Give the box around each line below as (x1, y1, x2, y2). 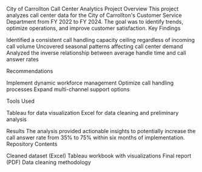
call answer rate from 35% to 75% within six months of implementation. (6, 134, 185, 141)
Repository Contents (6, 140, 58, 148)
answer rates (6, 56, 39, 63)
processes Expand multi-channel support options (6, 86, 130, 93)
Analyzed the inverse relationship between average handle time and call (6, 49, 186, 57)
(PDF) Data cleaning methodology (6, 159, 91, 166)
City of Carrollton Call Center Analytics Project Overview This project (6, 5, 179, 12)
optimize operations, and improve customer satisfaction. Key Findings (6, 24, 181, 32)
